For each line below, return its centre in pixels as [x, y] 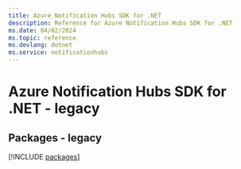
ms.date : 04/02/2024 [43, 30]
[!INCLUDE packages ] [44, 157]
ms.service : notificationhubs [58, 52]
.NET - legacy [54, 109]
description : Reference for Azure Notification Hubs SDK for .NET [120, 23]
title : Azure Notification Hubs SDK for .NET [85, 15]
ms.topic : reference [43, 38]
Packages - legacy [55, 138]
